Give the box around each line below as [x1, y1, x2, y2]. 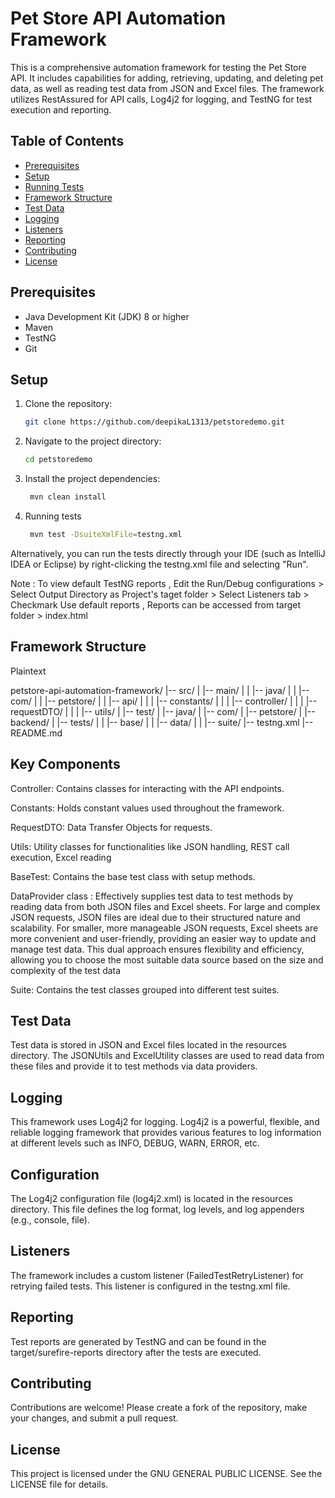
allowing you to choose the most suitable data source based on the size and [10, 953, 324, 966]
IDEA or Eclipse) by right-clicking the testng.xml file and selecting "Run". [10, 558, 309, 570]
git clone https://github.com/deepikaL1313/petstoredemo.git [24, 417, 286, 427]
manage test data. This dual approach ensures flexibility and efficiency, [10, 943, 305, 955]
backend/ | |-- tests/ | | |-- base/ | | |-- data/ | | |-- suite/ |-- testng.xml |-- [10, 716, 314, 728]
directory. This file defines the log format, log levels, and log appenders [10, 1203, 305, 1215]
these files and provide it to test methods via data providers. [10, 1060, 258, 1072]
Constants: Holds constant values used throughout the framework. [10, 802, 285, 814]
